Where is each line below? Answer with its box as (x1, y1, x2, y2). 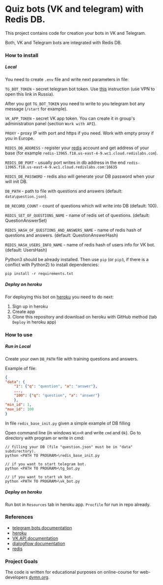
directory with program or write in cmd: (5, 435, 84, 441)
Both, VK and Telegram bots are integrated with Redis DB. (5, 39, 122, 45)
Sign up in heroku (12, 303, 48, 309)
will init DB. (5, 178, 28, 185)
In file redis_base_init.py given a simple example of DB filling (5, 420, 131, 426)
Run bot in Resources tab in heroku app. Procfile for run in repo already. (5, 502, 151, 507)
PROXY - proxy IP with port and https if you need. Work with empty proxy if (5, 130, 154, 136)
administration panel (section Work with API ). (5, 120, 97, 126)
